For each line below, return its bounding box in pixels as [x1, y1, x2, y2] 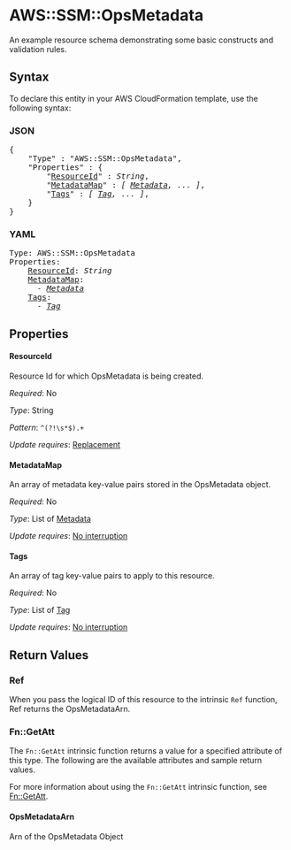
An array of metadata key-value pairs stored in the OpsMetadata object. [9, 479, 272, 490]
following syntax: [9, 103, 72, 113]
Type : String [9, 404, 54, 416]
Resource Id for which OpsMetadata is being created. [9, 371, 204, 381]
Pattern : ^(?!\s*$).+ [9, 422, 85, 433]
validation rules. [9, 43, 67, 54]
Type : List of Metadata [9, 514, 91, 525]
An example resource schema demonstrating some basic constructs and [9, 34, 274, 45]
